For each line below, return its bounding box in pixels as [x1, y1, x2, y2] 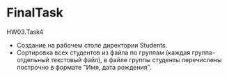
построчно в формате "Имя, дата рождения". [16, 63, 152, 71]
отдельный [16, 55, 49, 64]
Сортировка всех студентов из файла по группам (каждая [16, 48, 191, 57]
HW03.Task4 [6, 28, 44, 36]
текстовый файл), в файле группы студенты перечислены [50, 55, 222, 64]
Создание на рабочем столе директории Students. [16, 41, 168, 49]
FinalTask [6, 5, 64, 21]
